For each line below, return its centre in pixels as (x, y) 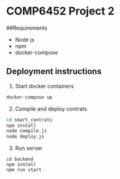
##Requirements (27, 28)
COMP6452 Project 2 (60, 11)
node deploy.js (25, 137)
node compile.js (27, 131)
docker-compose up (29, 97)
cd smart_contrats (29, 120)
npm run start (24, 170)
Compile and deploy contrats (51, 109)
